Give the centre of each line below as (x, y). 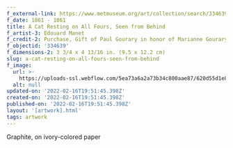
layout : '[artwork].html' (44, 110)
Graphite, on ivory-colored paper (54, 137)
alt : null (27, 85)
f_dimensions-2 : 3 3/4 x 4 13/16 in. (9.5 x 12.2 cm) (86, 53)
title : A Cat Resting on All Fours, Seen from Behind (86, 26)
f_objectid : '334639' (38, 46)
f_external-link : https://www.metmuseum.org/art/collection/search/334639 (117, 14)
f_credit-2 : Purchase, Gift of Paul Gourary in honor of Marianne (105, 40)
